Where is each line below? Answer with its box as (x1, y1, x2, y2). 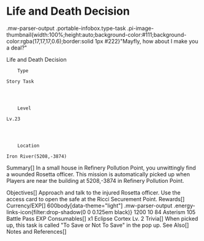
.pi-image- (127, 24, 154, 32)
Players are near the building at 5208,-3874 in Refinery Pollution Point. (6, 177, 184, 184)
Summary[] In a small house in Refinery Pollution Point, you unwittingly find (6, 164, 196, 171)
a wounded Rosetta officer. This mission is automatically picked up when (6, 170, 190, 178)
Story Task (6, 78, 34, 84)
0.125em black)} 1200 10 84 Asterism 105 (92, 208, 196, 215)
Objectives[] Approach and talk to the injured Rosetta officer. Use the (6, 188, 181, 196)
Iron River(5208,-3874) (6, 153, 67, 160)
